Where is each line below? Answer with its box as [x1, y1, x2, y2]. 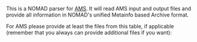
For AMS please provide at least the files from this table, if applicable [6, 23, 175, 30]
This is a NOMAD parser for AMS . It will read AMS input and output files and [6, 5, 191, 12]
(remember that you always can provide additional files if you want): [6, 29, 172, 36]
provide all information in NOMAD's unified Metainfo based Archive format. [6, 11, 189, 18]
